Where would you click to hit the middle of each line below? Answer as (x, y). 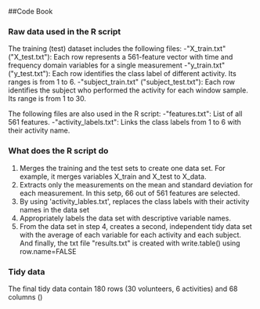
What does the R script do (58, 151)
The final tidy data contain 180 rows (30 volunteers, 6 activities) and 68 (123, 289)
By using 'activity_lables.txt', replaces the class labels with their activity (134, 201)
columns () (25, 296)
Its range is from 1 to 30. (47, 99)
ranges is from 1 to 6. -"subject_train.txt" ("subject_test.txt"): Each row (122, 82)
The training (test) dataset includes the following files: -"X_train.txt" (117, 49)
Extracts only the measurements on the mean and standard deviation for (136, 184)
